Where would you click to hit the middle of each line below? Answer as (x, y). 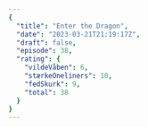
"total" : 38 (46, 92)
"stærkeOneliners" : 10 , (69, 76)
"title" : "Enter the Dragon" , (72, 26)
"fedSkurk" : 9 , (53, 84)
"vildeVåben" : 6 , (57, 68)
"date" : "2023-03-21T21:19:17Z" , (78, 34)
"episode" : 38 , (45, 51)
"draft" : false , (46, 42)
